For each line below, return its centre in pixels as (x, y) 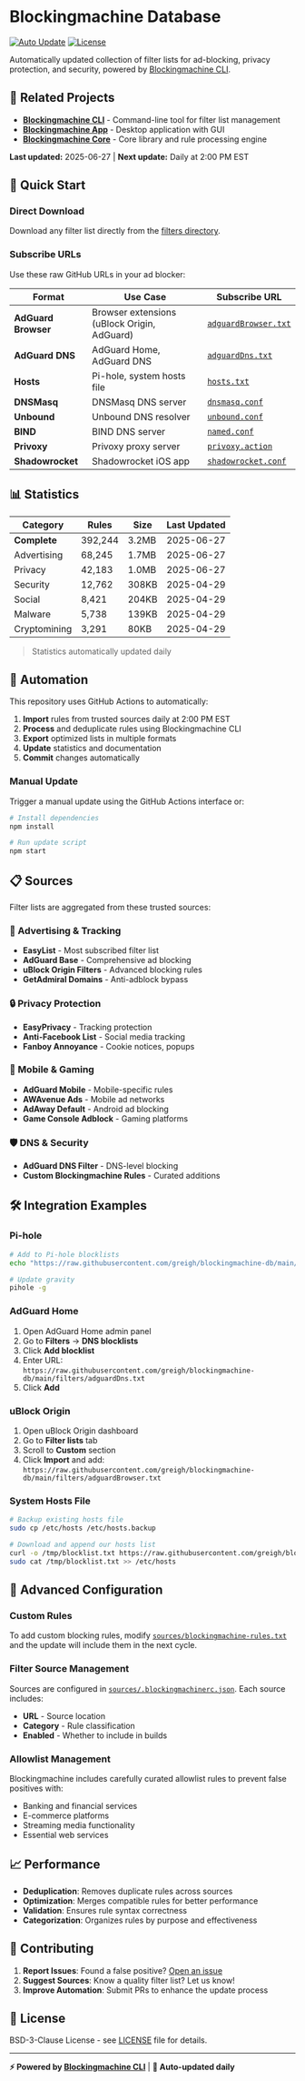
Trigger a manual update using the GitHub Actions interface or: (127, 801)
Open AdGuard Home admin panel (87, 1331)
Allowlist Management (60, 1759)
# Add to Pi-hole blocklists (64, 1254)
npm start (28, 851)
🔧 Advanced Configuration (86, 1590)
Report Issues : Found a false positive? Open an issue (123, 1970)
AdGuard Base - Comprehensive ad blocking (107, 960)
